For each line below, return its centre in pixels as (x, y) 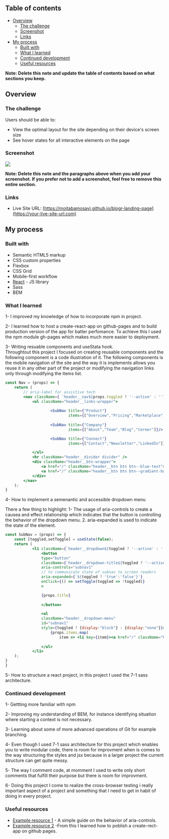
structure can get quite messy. (37, 760)
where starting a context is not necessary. (49, 720)
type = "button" (56, 558)
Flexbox (21, 265)
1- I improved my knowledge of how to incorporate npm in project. (74, 317)
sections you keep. (26, 78)
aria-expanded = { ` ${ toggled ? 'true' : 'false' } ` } (92, 577)
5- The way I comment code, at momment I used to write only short (75, 770)
